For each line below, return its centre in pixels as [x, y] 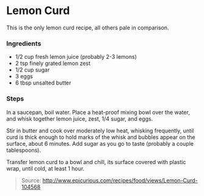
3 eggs [24, 77]
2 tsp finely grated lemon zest [53, 63]
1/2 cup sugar [32, 70]
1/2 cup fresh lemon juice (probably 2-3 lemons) [76, 57]
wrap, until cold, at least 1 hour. [46, 168]
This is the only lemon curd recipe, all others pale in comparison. [88, 28]
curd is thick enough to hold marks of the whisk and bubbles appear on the [101, 137]
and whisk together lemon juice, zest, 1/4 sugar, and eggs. [80, 119]
